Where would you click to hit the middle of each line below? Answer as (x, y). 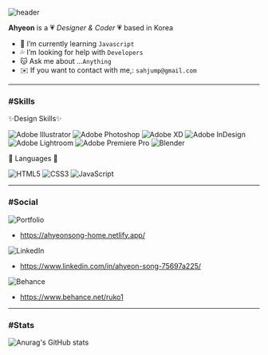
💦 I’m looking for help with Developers (81, 52)
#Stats (21, 325)
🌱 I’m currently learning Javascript (77, 43)
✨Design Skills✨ (35, 119)
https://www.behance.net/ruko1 (71, 297)
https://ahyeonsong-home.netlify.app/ (83, 235)
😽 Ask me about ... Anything (65, 61)
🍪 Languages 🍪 (33, 159)
